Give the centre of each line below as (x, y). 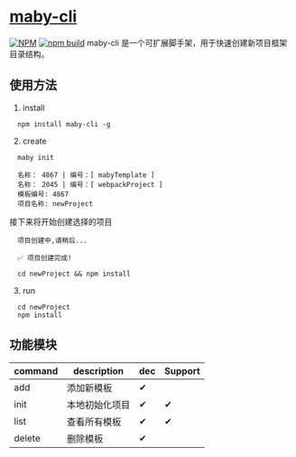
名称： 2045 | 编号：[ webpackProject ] (90, 184)
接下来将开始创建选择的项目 (61, 221)
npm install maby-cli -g (64, 124)
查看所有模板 (94, 422)
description (99, 370)
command (36, 370)
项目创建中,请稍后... (53, 240)
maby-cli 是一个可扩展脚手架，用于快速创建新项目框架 (187, 42)
